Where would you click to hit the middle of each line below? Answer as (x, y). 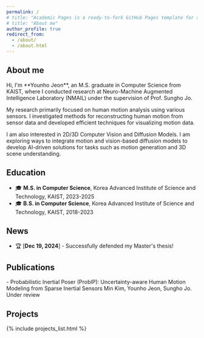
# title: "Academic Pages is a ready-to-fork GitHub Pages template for (100, 18)
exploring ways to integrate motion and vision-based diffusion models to (97, 141)
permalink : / (23, 12)
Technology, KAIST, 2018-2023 (54, 212)
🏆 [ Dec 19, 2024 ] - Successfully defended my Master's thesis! (94, 246)
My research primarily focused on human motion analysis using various (96, 109)
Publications (31, 267)
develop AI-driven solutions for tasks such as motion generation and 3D (96, 147)
